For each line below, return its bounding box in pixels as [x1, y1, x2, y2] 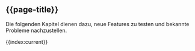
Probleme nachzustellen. [5, 27, 67, 34]
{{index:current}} [5, 38, 48, 45]
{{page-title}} [5, 5, 59, 15]
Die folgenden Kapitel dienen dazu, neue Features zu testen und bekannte [5, 20, 190, 27]
